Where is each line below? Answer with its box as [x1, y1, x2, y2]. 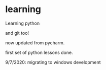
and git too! [5, 30, 29, 36]
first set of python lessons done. [5, 49, 73, 55]
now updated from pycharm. [5, 39, 65, 46]
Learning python [5, 20, 40, 26]
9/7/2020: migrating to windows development [5, 59, 101, 65]
